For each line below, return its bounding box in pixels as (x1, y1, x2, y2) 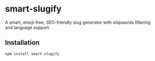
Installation (5, 39, 40, 47)
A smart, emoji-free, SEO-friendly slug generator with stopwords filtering (5, 19, 151, 25)
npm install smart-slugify (5, 51, 60, 56)
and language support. (5, 24, 50, 30)
